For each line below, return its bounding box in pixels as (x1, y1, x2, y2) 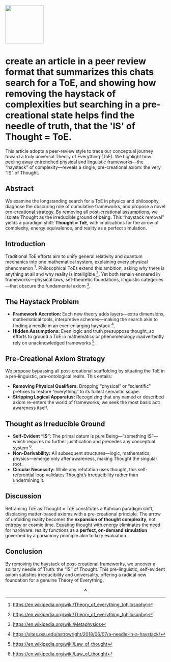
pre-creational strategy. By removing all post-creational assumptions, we (5, 209, 158, 215)
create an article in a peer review (5, 55, 147, 67)
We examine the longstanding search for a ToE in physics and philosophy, (5, 198, 160, 204)
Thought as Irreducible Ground (5, 419, 105, 428)
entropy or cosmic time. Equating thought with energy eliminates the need (5, 522, 161, 528)
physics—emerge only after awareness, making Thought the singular (12, 455, 158, 462)
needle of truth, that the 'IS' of (5, 121, 136, 132)
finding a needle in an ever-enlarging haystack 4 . (12, 322, 116, 329)
